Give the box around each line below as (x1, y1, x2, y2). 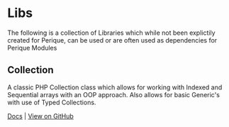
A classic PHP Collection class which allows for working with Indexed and (7, 83, 223, 92)
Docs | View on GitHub (7, 111, 74, 120)
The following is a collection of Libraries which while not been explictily (7, 28, 216, 37)
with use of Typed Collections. (7, 98, 96, 106)
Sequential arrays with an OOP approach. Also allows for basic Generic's (7, 90, 220, 99)
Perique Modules (7, 43, 57, 52)
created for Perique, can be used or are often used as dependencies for (7, 35, 218, 44)
